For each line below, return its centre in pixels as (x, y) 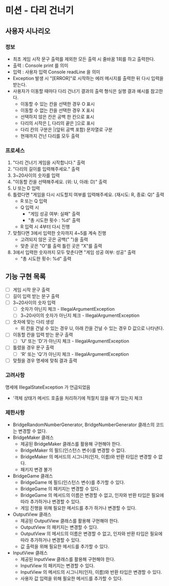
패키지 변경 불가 (36, 470)
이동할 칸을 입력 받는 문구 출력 (43, 335)
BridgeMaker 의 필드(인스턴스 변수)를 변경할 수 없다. (73, 450)
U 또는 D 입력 (26, 188)
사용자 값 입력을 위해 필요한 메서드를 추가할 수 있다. (71, 579)
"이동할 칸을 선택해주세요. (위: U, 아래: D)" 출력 (60, 182)
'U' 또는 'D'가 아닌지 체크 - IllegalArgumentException (75, 341)
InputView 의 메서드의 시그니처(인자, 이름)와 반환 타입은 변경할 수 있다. (91, 572)
